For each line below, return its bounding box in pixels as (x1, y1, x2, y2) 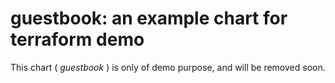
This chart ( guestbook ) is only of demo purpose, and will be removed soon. (10, 61, 326, 73)
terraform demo (10, 28, 145, 51)
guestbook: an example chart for (10, 7, 288, 30)
